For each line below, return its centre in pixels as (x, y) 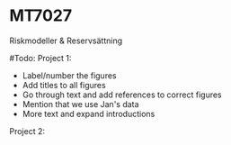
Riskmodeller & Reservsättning (66, 41)
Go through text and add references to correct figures (122, 95)
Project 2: (27, 131)
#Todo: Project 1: (40, 58)
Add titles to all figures (64, 85)
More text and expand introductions (89, 113)
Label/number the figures (69, 75)
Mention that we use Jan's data (80, 104)
